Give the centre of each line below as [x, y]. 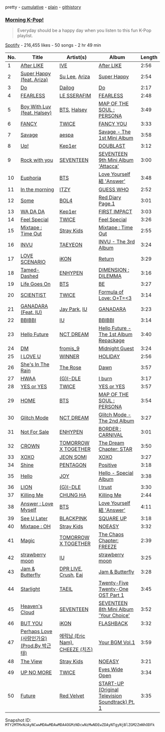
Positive [108, 465]
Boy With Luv [36, 107]
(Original [109, 690]
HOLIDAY [109, 356]
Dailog [67, 88]
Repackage [111, 341]
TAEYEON [71, 245]
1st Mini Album [116, 138]
